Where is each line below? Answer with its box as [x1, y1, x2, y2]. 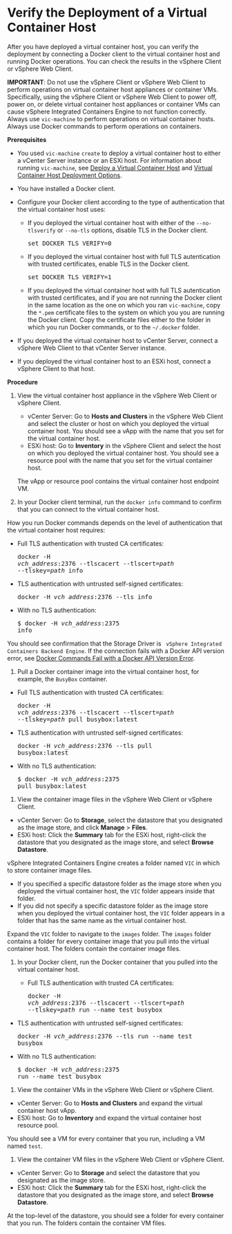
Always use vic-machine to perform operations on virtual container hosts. [7, 114, 215, 123]
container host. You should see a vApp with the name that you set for [27, 427, 224, 435]
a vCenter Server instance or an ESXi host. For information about [17, 156, 202, 164]
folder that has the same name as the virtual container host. [17, 916, 187, 924]
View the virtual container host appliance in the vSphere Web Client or [17, 391, 217, 400]
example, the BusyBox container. [17, 674, 108, 683]
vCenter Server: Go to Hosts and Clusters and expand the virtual [17, 1099, 203, 1107]
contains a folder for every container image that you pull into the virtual [7, 937, 209, 945]
